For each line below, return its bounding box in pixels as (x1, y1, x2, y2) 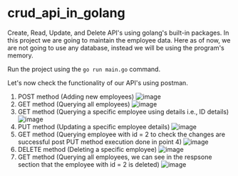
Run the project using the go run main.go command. (7, 65, 161, 73)
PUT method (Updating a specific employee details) (17, 122, 170, 131)
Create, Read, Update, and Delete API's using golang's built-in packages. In (7, 28, 229, 37)
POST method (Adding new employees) (17, 92, 135, 101)
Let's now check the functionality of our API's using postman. (7, 78, 189, 87)
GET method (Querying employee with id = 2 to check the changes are (17, 130, 226, 138)
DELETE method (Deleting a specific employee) (17, 145, 157, 153)
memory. (7, 51, 33, 60)
